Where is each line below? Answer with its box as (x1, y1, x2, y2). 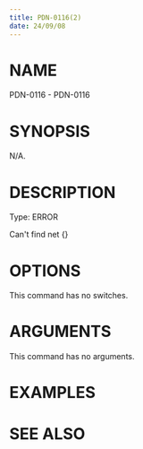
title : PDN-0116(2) (9, 13, 82, 22)
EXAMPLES (9, 383, 96, 403)
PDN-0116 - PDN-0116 (9, 90, 91, 100)
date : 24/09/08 (9, 22, 66, 30)
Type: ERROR (9, 212, 58, 222)
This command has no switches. (9, 290, 129, 301)
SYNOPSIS (9, 121, 91, 142)
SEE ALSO (9, 423, 86, 444)
